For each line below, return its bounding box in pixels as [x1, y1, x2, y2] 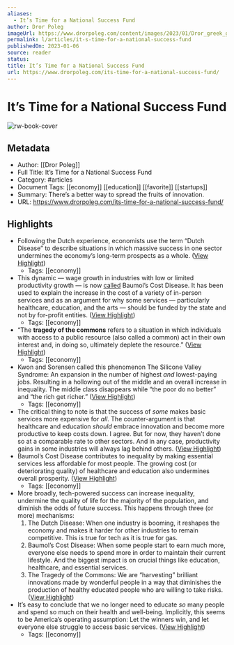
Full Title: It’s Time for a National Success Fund [17, 168, 152, 177]
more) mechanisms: [17, 512, 75, 520]
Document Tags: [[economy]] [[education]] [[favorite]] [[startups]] [17, 183, 208, 191]
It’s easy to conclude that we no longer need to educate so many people [17, 600, 225, 609]
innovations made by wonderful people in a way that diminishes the [27, 578, 221, 587]
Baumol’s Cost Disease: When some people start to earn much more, [27, 541, 226, 549]
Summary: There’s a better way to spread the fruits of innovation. [17, 190, 205, 199]
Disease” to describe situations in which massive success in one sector [17, 244, 223, 252]
